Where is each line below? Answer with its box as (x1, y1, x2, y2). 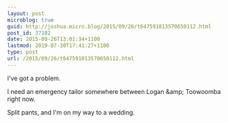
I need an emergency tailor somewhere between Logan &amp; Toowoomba (7, 87, 221, 95)
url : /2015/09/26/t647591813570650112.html (7, 55, 135, 62)
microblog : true (7, 17, 54, 23)
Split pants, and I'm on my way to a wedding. (7, 108, 135, 116)
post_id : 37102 (7, 29, 51, 37)
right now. (7, 95, 36, 103)
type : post (7, 49, 39, 56)
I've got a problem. (7, 74, 61, 82)
